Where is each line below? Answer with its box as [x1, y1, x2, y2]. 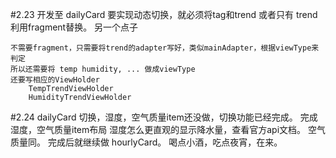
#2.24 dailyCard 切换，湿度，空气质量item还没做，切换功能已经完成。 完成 [10, 111, 318, 123]
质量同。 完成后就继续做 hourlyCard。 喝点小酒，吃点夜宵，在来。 [10, 136, 283, 148]
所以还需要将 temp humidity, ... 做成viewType [10, 64, 196, 74]
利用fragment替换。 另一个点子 [10, 21, 139, 33]
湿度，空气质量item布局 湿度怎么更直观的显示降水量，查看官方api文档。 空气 [10, 124, 326, 135]
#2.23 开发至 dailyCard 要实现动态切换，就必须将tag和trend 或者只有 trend [10, 9, 318, 20]
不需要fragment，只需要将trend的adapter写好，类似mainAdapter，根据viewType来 [10, 43, 320, 53]
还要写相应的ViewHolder [10, 75, 100, 85]
